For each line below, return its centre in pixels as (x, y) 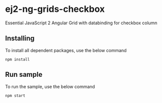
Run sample (24, 75)
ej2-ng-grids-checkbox (55, 9)
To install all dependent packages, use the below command (66, 50)
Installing (20, 38)
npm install (17, 59)
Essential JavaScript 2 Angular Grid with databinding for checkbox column (81, 23)
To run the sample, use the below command (50, 86)
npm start (15, 96)
